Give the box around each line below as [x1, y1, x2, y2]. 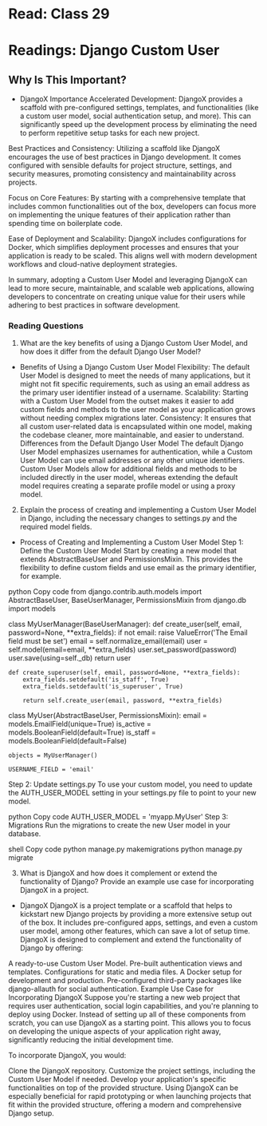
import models [8, 604, 56, 613]
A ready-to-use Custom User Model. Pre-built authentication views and [8, 959, 243, 969]
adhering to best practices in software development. [8, 300, 181, 310]
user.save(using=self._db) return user [8, 653, 132, 663]
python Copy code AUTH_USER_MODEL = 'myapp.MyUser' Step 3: [8, 812, 229, 822]
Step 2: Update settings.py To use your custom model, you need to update [8, 779, 253, 789]
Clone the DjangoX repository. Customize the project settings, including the [8, 1066, 257, 1076]
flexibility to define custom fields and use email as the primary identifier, [19, 563, 257, 573]
